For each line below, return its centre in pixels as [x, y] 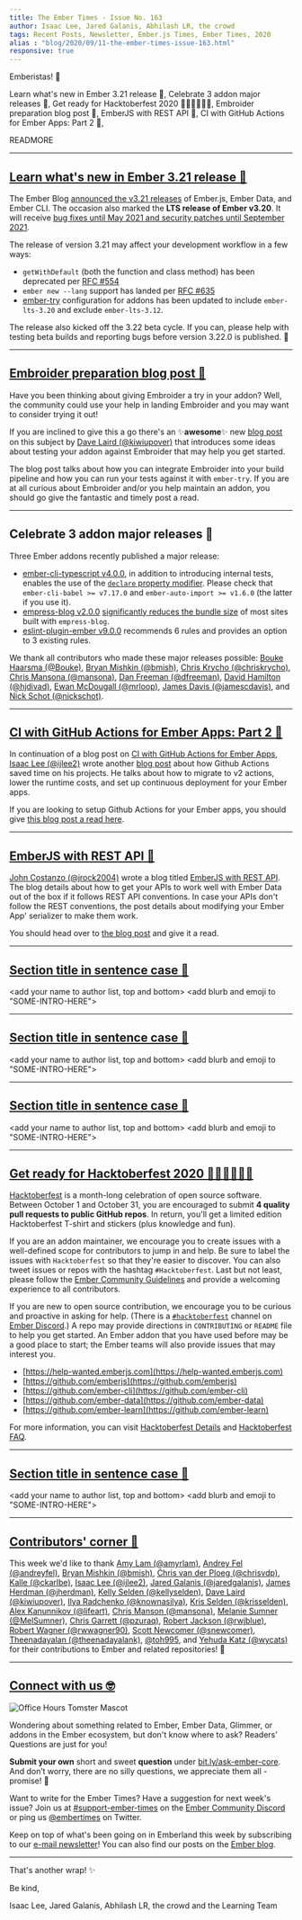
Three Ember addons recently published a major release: [115, 556]
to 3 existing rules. [57, 640]
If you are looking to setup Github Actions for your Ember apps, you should [148, 809]
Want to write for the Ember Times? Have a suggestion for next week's [140, 1798]
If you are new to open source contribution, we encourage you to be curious [151, 1307]
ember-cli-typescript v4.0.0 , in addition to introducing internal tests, [148, 573]
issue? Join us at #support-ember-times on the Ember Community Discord [147, 1808]
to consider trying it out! [54, 414]
